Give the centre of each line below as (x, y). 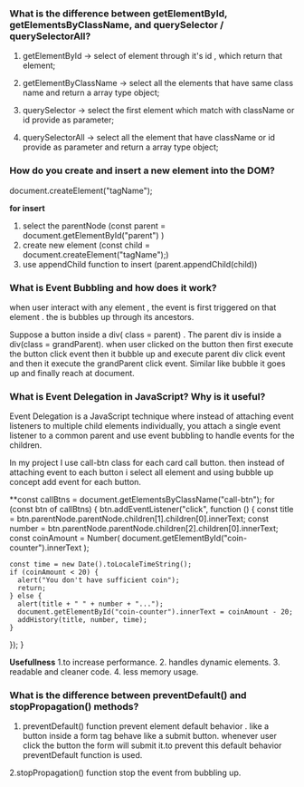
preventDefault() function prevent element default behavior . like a (146, 726)
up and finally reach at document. (72, 373)
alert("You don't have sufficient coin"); (99, 580)
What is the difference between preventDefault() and (128, 695)
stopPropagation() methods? (74, 707)
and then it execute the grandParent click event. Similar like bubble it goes (147, 363)
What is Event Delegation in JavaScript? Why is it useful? (138, 396)
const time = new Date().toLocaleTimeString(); (101, 565)
